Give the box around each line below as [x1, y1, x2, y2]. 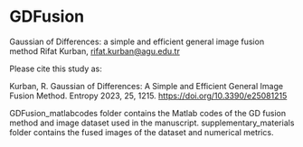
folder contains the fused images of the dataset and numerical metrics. [9, 126, 274, 137]
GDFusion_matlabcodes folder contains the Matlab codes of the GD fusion [9, 107, 287, 118]
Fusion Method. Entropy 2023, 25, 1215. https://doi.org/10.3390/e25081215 [9, 90, 288, 101]
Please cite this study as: [9, 63, 102, 74]
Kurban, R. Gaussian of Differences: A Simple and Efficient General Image [9, 80, 283, 91]
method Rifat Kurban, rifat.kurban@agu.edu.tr [9, 45, 181, 56]
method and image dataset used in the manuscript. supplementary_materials [9, 117, 295, 128]
